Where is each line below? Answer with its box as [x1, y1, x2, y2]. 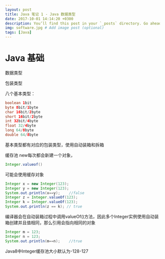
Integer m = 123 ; [5, 230, 41, 234]
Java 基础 [5, 52, 45, 64]
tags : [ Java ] [5, 30, 32, 35]
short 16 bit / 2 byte [5, 114, 43, 119]
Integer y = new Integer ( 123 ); [5, 186, 69, 191]
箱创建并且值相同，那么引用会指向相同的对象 [5, 220, 96, 226]
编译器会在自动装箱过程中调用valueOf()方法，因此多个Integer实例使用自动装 [5, 214, 159, 220]
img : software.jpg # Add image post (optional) [5, 26, 105, 30]
